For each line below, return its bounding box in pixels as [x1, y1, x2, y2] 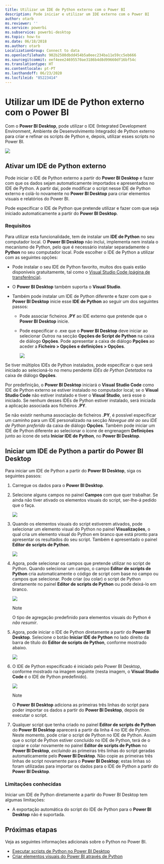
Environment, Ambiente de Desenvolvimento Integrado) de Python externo [5, 128, 155, 134]
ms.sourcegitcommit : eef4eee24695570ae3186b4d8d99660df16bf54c [5, 57, 137, 62]
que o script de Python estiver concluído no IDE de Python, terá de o [12, 737, 150, 743]
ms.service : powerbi [5, 25, 47, 30]
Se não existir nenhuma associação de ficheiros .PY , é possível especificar [5, 412, 156, 418]
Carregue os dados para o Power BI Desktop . [12, 482, 104, 488]
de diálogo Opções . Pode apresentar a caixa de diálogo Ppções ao [19, 338, 155, 344]
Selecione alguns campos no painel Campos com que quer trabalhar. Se [12, 492, 158, 498]
